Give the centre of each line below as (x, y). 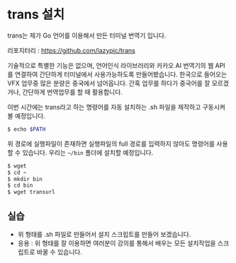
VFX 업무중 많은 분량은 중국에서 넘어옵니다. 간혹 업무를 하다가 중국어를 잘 (109, 83)
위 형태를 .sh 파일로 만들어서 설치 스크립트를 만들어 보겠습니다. (104, 234)
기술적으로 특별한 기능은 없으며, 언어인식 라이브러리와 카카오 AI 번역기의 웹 (111, 65)
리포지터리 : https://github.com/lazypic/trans (72, 50)
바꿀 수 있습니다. (60, 252)
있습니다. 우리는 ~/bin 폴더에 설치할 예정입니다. (88, 152)
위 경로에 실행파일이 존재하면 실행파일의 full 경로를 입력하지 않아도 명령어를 (111, 144)
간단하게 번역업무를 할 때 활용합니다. (72, 92)
